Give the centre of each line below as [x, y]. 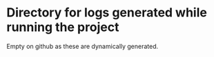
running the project [63, 27]
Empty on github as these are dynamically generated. [82, 46]
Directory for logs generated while [107, 13]
